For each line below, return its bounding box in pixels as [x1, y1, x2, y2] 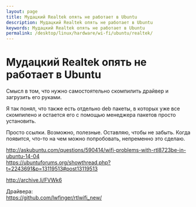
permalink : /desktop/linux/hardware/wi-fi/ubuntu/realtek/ [6, 30, 153, 36]
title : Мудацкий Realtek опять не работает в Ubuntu [6, 14, 137, 20]
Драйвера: [6, 188, 33, 195]
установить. [6, 118, 36, 125]
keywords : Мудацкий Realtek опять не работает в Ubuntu [6, 25, 145, 31]
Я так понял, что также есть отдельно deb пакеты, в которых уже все [6, 105, 180, 112]
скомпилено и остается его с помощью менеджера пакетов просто [6, 111, 176, 118]
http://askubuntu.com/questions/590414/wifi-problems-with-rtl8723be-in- [6, 147, 186, 154]
